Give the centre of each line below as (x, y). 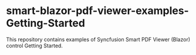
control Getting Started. (35, 46)
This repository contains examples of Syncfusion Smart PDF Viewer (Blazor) (98, 39)
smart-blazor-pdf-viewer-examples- (97, 11)
